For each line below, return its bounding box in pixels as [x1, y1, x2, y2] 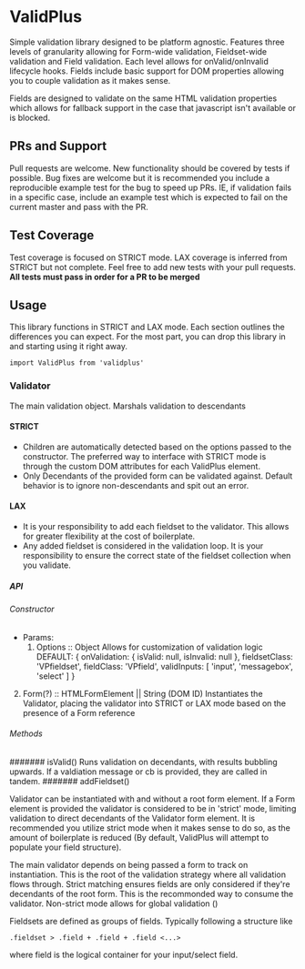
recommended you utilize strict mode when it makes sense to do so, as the [9, 822, 291, 833]
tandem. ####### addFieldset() [9, 775, 130, 786]
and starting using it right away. [9, 341, 127, 352]
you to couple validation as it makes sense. [9, 75, 171, 86]
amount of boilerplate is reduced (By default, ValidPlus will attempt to [9, 832, 269, 843]
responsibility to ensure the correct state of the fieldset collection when [22, 550, 291, 561]
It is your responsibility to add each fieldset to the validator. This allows [22, 521, 290, 532]
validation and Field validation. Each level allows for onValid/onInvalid [9, 56, 269, 66]
